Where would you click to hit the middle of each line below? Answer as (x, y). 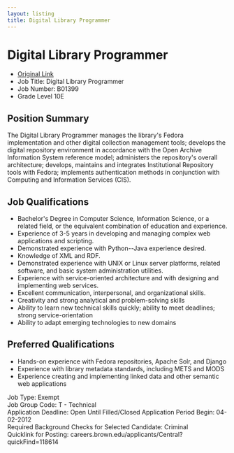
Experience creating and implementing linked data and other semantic (118, 376)
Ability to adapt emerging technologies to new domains (97, 323)
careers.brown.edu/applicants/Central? (126, 434)
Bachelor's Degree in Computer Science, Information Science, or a (113, 219)
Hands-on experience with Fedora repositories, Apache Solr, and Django (122, 361)
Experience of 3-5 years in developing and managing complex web (114, 233)
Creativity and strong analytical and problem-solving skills (101, 301)
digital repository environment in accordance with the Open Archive (105, 150)
